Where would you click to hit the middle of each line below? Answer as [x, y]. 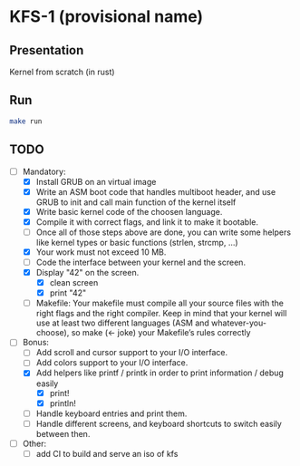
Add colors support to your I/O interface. [112, 363]
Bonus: [36, 343]
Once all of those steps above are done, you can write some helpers [164, 232]
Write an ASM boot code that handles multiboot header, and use [156, 191]
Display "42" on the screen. [87, 272]
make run [26, 121]
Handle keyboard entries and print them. [111, 413]
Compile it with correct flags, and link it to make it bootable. [147, 222]
